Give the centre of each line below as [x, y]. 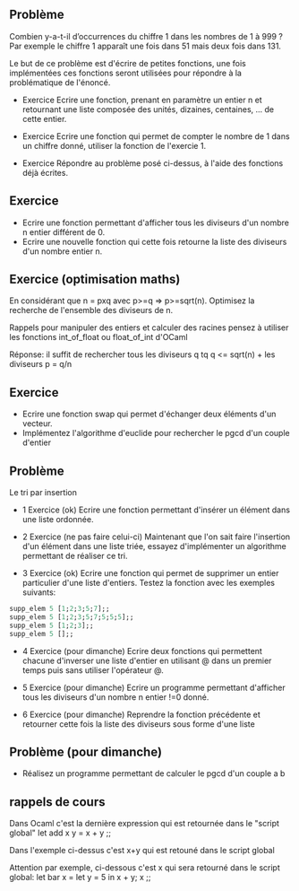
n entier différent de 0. [64, 231]
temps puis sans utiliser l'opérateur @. [93, 670]
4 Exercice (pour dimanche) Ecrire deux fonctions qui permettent [142, 651]
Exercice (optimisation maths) [95, 280]
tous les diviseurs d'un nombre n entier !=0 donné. [115, 697]
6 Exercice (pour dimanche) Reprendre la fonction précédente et [141, 714]
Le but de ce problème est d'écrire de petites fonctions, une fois [128, 63]
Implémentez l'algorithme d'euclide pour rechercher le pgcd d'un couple [156, 433]
